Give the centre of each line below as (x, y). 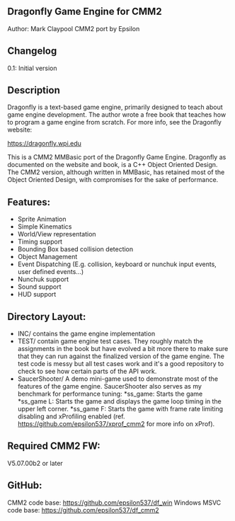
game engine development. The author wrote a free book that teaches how (117, 115)
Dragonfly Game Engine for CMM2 (85, 12)
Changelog (32, 51)
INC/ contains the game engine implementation (86, 334)
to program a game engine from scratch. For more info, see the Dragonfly (114, 122)
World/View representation (57, 234)
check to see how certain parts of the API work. (87, 372)
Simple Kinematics (45, 227)
